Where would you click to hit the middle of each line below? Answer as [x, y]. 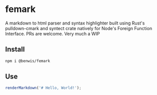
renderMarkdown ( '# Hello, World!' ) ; [43, 88]
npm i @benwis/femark [28, 61]
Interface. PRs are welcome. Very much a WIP [52, 33]
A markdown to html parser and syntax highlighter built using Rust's [75, 23]
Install [15, 49]
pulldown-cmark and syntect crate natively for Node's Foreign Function [79, 28]
